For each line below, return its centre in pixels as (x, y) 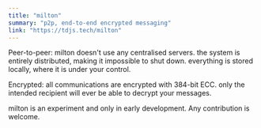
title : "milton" (35, 15)
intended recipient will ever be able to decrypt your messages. (110, 93)
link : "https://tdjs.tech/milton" (65, 30)
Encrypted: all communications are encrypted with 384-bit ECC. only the (127, 85)
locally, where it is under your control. (70, 70)
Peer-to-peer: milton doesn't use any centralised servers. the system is (124, 53)
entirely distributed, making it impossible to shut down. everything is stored (130, 61)
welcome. (24, 117)
